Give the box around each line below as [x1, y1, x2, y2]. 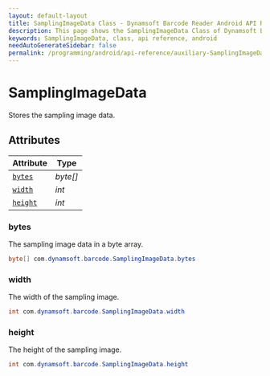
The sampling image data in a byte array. [8, 239, 144, 249]
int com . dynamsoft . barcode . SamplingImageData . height [8, 361, 189, 369]
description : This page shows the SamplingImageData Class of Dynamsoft [8, 27, 257, 35]
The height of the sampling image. [8, 345, 122, 354]
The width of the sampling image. [8, 292, 120, 302]
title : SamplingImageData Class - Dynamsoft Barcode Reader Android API [8, 19, 257, 27]
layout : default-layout [8, 11, 88, 20]
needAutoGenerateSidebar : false [8, 42, 117, 50]
